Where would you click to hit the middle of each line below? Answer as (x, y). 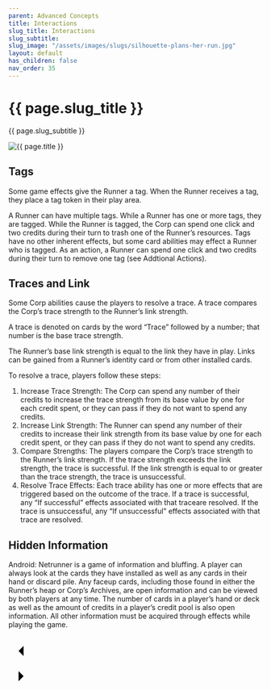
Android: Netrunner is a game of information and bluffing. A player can (125, 565)
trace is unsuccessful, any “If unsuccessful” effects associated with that (140, 511)
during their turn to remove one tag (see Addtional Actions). (108, 258)
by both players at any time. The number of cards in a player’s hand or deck (134, 599)
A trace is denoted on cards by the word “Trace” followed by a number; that (134, 327)
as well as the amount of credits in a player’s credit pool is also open (122, 608)
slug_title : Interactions (52, 31)
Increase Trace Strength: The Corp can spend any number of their (130, 391)
